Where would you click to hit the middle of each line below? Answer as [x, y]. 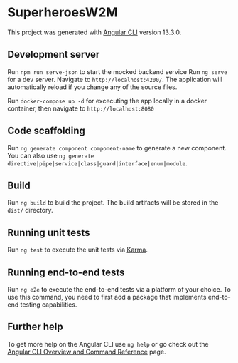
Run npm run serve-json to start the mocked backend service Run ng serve [117, 71]
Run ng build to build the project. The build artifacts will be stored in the [113, 203]
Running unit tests [49, 232]
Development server [54, 55]
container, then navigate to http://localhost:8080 [81, 108]
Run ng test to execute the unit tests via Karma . [77, 250]
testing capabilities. [49, 305]
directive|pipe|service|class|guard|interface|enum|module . [97, 163]
